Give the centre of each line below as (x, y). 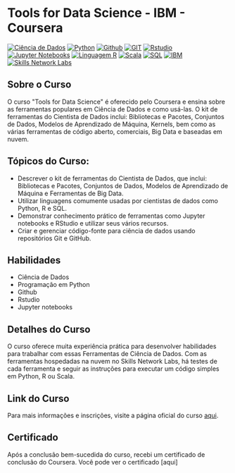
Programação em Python (53, 285)
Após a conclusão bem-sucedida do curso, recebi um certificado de (106, 454)
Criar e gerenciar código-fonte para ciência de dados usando (106, 231)
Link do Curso (38, 399)
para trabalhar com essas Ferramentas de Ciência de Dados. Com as (107, 354)
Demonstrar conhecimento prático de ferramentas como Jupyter (111, 216)
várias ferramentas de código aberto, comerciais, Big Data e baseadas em (115, 131)
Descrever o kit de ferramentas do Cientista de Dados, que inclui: (112, 178)
